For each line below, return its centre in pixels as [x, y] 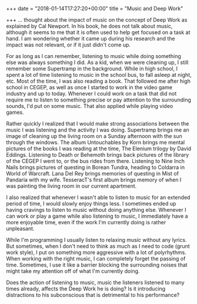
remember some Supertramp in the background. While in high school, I [92, 69]
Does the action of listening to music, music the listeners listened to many [95, 282]
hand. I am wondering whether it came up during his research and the [91, 38]
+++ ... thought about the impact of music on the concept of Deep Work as [97, 20]
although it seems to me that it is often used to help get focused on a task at [98, 32]
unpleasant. [20, 229]
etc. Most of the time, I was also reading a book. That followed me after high [98, 81]
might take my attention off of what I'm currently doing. [73, 271]
